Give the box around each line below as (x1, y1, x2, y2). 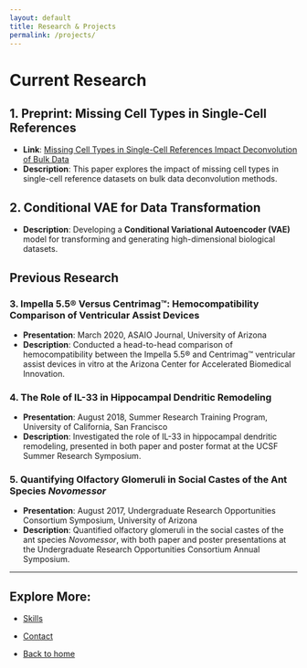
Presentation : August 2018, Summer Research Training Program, (22, 412, 268, 423)
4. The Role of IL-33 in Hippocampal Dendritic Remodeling (9, 391, 272, 403)
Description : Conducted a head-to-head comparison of (22, 339, 233, 350)
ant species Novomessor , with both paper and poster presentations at (22, 535, 287, 546)
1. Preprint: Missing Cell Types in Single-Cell (9, 106, 267, 121)
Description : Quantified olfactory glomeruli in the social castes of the (22, 525, 284, 536)
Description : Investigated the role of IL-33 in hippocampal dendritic (22, 431, 278, 443)
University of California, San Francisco (22, 422, 168, 433)
